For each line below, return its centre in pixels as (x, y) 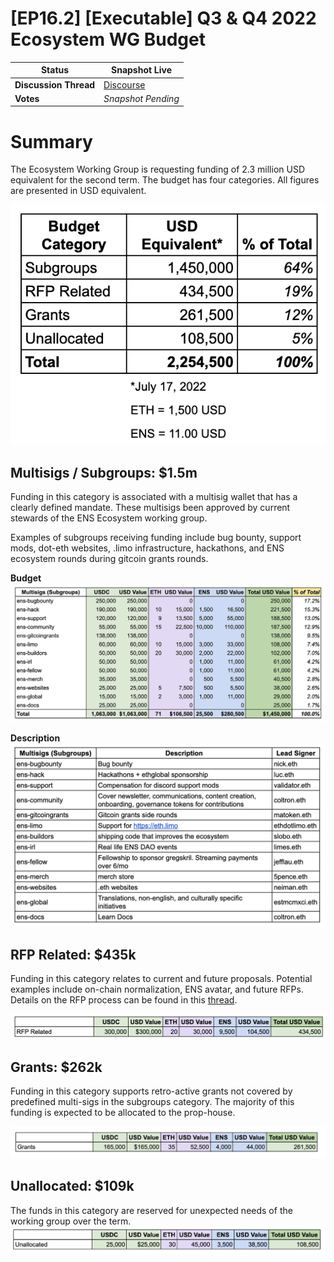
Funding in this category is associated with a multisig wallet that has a (154, 497)
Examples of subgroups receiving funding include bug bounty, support (156, 538)
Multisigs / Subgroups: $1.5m (104, 472)
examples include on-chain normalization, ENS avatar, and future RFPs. (157, 989)
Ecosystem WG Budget (108, 39)
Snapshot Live (142, 70)
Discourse (124, 84)
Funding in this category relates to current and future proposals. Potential (161, 979)
